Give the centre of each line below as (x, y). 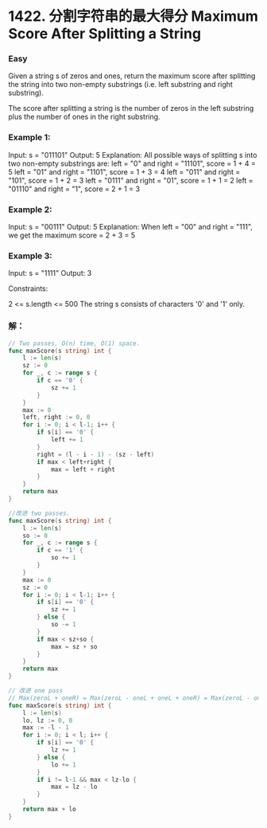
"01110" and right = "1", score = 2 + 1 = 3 (74, 189)
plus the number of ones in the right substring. (84, 117)
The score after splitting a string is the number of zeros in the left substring (131, 108)
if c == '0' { (60, 381)
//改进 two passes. (39, 513)
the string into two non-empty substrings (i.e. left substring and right (120, 84)
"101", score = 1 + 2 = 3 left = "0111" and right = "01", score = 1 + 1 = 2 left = (131, 180)
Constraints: (28, 288)
